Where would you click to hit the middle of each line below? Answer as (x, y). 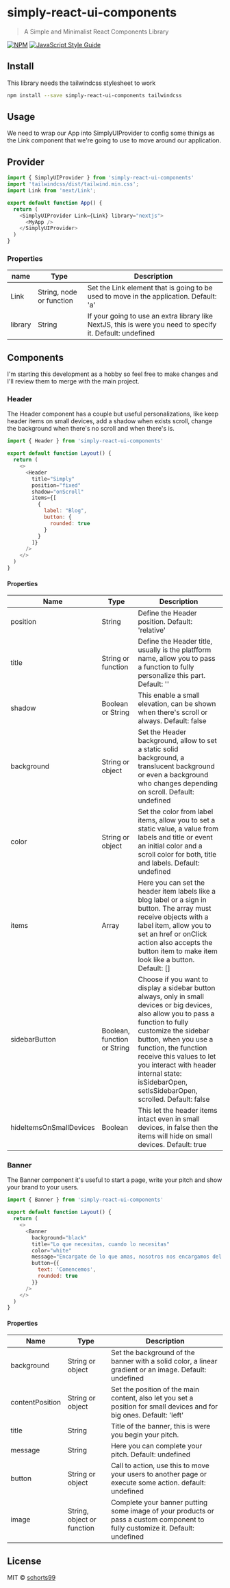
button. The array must (175, 909)
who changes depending (178, 783)
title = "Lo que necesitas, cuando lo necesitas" (101, 1244)
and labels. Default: (169, 863)
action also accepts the (175, 943)
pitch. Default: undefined (150, 1454)
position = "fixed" (56, 485)
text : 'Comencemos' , (67, 1270)
